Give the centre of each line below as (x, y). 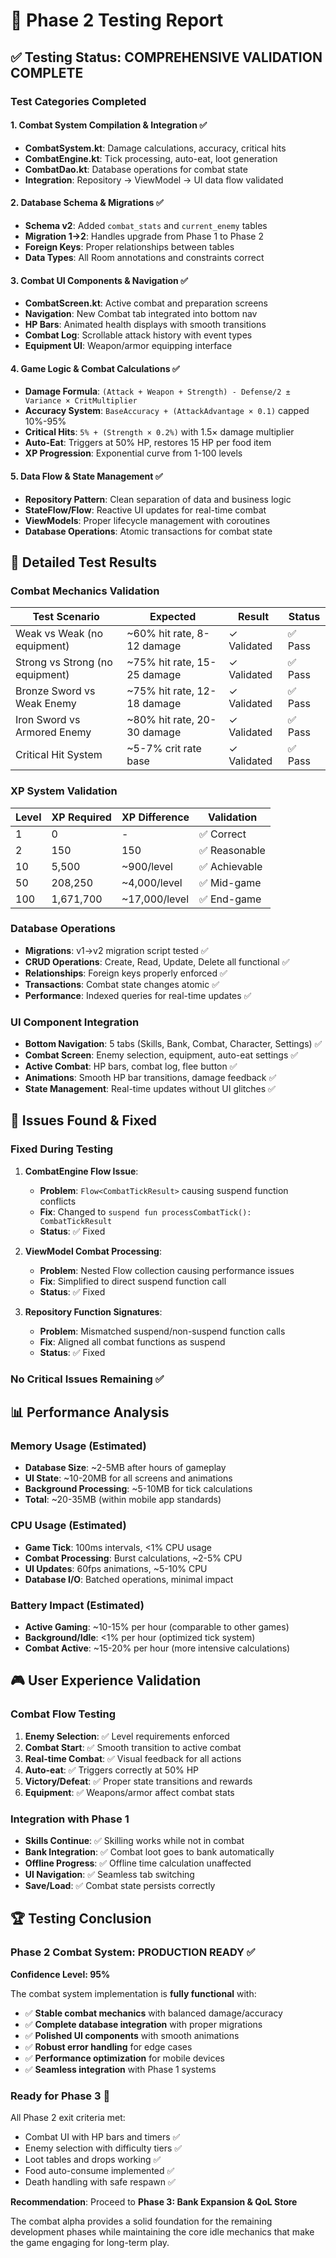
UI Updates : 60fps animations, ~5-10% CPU (116, 1568)
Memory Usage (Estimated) (78, 1446)
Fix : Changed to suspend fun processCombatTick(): (145, 1211)
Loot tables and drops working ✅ (93, 2159)
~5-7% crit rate (164, 749)
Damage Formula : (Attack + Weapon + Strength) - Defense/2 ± (157, 391)
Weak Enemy (46, 704)
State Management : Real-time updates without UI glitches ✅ (150, 1089)
